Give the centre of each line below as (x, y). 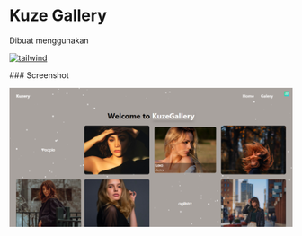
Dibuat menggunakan (49, 40)
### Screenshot (39, 75)
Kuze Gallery (58, 16)
